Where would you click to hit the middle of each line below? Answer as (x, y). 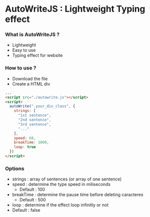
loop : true (25, 147)
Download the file (30, 78)
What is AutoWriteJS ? (32, 35)
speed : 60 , (25, 138)
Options (15, 168)
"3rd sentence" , (34, 124)
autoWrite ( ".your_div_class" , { (43, 106)
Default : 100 (32, 190)
